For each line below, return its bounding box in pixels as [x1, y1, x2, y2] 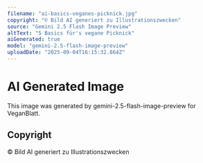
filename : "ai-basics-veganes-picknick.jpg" [7, 10, 138, 17]
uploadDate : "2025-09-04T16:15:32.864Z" [7, 49, 126, 56]
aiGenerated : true [7, 36, 60, 43]
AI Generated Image [7, 79, 125, 94]
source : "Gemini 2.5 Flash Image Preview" [7, 23, 132, 30]
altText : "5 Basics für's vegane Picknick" [7, 29, 135, 37]
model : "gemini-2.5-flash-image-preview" [7, 42, 129, 49]
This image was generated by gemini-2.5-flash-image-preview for [7, 101, 196, 110]
